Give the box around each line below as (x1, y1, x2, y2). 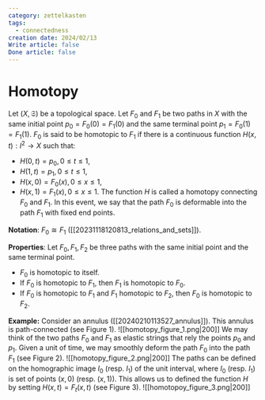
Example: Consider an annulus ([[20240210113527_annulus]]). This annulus (8, 316, 255, 326)
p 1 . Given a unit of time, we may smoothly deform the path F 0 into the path (8, 343, 251, 355)
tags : (8, 19, 26, 27)
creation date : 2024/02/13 (8, 33, 97, 42)
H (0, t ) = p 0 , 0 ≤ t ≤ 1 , (19, 156, 91, 167)
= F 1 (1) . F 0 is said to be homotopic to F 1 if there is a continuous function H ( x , (8, 129, 257, 141)
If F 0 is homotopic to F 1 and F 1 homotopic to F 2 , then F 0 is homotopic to (19, 288, 252, 299)
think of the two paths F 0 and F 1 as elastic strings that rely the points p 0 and (8, 333, 256, 345)
